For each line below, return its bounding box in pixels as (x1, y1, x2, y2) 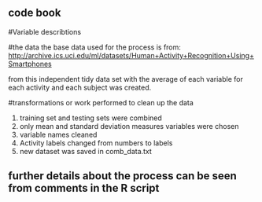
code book (8, 6, 61, 20)
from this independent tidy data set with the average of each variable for (8, 74, 244, 83)
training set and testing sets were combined (19, 113, 163, 123)
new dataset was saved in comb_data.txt (19, 146, 152, 156)
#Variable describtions (8, 27, 81, 36)
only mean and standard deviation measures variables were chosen (19, 121, 239, 130)
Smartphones (8, 59, 53, 68)
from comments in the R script (8, 182, 160, 195)
